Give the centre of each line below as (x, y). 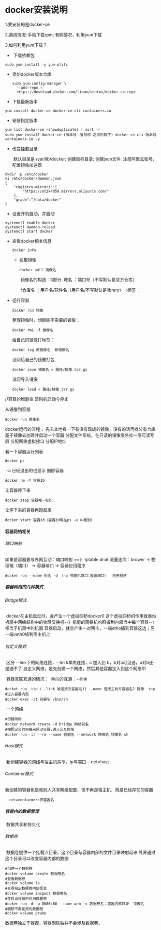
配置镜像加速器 (27, 165)
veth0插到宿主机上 (32, 634)
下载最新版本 (25, 101)
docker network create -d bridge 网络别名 (47, 724)
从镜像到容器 (18, 409)
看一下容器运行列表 (24, 451)
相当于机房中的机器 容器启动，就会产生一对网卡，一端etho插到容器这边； (78, 628)
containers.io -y (22, 139)
